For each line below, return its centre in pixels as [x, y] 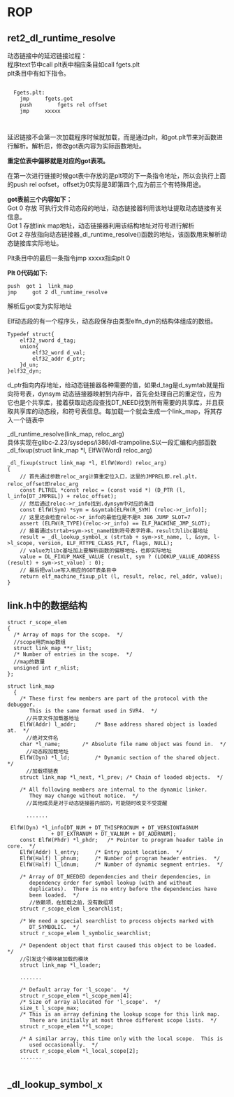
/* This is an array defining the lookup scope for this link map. [120, 1014]
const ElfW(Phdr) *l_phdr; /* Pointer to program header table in [122, 840]
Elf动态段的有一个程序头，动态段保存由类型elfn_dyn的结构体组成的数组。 [112, 321]
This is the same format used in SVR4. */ [93, 711]
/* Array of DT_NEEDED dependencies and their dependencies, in [115, 876]
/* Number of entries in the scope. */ [73, 654]
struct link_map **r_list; [53, 648]
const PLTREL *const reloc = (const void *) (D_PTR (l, [103, 490]
